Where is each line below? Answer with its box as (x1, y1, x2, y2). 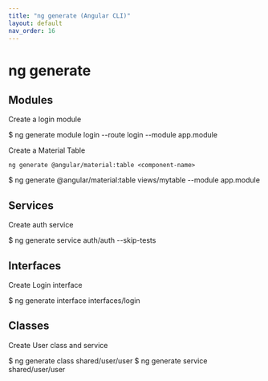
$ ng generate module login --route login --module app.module (8, 130, 218, 140)
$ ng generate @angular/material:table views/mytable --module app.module (8, 175, 261, 185)
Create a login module (8, 114, 82, 125)
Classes (8, 319, 50, 333)
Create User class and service (8, 340, 108, 350)
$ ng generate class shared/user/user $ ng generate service (8, 355, 208, 366)
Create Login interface (8, 281, 83, 289)
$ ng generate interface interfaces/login (8, 296, 140, 305)
